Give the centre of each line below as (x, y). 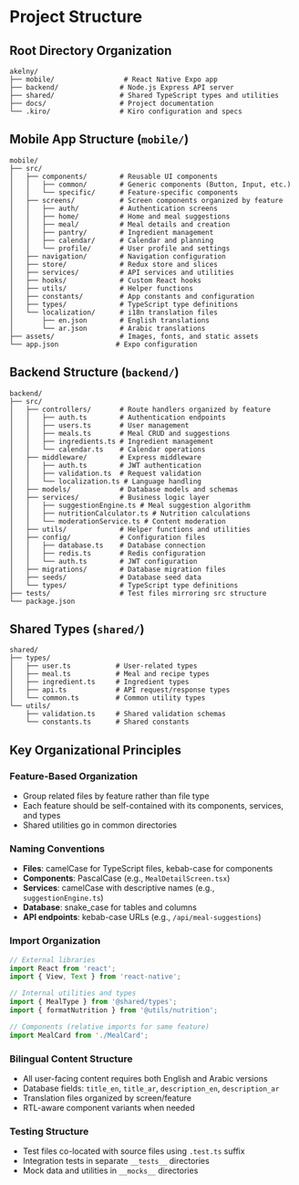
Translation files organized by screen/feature (107, 1098)
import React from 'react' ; (63, 968)
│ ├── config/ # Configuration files (108, 537)
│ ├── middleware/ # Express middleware (106, 457)
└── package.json (42, 601)
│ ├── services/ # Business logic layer (109, 497)
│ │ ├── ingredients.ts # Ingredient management (112, 441)
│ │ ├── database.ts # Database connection (108, 545)
